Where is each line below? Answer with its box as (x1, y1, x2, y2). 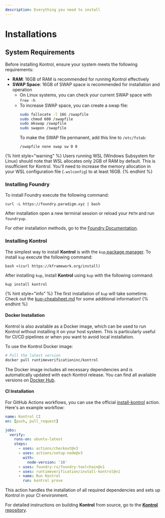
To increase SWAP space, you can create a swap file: (19, 102, 128, 108)
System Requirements (5, 48, 75, 57)
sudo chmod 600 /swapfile (19, 117, 73, 122)
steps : (14, 441, 28, 446)
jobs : (5, 428, 16, 432)
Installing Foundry (5, 181, 50, 188)
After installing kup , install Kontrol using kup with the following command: (5, 272, 154, 278)
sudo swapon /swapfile (19, 126, 67, 131)
